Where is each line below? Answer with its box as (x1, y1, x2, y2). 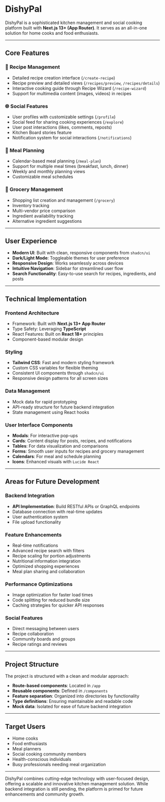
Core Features (5, 49, 50, 57)
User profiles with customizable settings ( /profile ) (12, 114, 116, 120)
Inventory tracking (12, 202, 50, 208)
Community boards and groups (12, 636, 76, 642)
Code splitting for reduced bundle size (12, 597, 90, 603)
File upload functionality (12, 519, 61, 525)
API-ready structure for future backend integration (12, 404, 114, 410)
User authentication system (12, 514, 68, 520)
